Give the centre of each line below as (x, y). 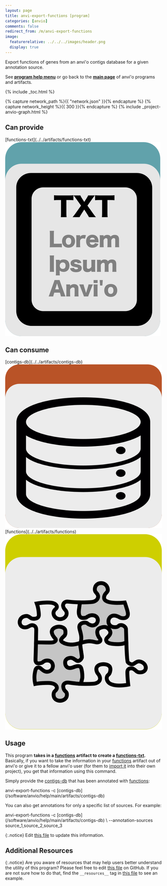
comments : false (22, 26)
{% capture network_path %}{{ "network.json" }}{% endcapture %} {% (78, 101)
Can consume (27, 350)
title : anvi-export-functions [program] (48, 16)
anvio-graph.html (23, 112)
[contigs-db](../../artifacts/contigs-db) (44, 362)
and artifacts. (19, 82)
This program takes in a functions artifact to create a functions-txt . (75, 755)
